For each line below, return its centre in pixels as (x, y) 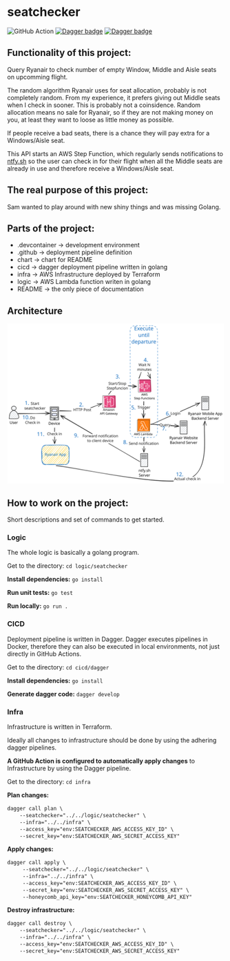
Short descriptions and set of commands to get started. (86, 520)
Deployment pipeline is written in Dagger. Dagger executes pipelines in (107, 639)
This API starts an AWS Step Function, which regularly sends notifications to (115, 153)
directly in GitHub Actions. (44, 654)
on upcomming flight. (37, 77)
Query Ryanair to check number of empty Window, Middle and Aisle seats (112, 69)
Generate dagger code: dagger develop (64, 694)
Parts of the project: (51, 228)
